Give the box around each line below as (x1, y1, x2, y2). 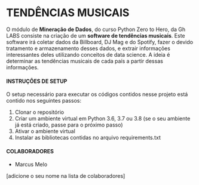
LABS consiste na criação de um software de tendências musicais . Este (6, 32, 185, 39)
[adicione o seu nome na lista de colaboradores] (6, 172, 125, 180)
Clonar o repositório (14, 109, 65, 116)
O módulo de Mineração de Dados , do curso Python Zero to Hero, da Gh (6, 26, 186, 33)
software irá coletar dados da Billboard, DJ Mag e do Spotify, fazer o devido (6, 38, 193, 45)
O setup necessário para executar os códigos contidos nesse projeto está (6, 91, 188, 98)
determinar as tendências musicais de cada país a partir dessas (6, 57, 163, 64)
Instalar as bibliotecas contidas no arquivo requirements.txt (14, 134, 161, 141)
